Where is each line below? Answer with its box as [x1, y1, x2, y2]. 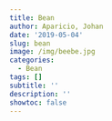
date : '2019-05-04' [9, 30, 84, 39]
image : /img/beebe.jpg [9, 47, 96, 56]
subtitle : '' [9, 81, 59, 90]
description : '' [9, 89, 71, 98]
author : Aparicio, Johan [9, 22, 104, 31]
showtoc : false [9, 97, 67, 107]
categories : [9, 55, 55, 65]
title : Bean [9, 13, 55, 23]
